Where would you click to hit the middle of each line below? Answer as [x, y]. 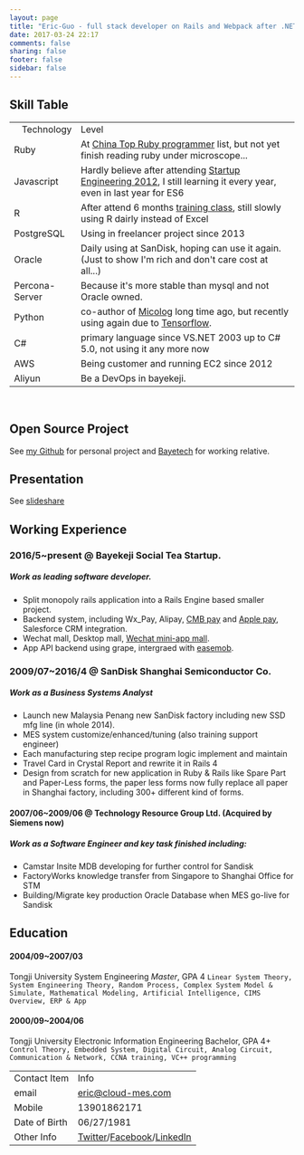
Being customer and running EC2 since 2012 [177, 363]
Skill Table [39, 105]
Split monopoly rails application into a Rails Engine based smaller [143, 599]
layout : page [34, 18]
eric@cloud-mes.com [124, 1093]
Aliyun [27, 378]
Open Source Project [69, 430]
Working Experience [68, 529]
